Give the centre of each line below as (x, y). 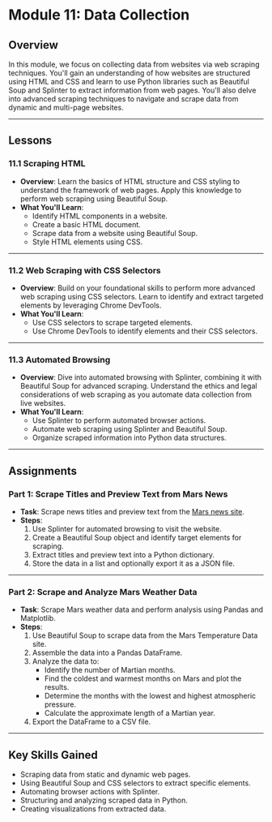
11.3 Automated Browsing (59, 359)
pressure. (60, 704)
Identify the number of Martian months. (110, 670)
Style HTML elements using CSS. (87, 242)
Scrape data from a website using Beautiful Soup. (115, 233)
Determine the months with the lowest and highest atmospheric (150, 696)
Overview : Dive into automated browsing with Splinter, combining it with (140, 377)
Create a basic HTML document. (87, 224)
